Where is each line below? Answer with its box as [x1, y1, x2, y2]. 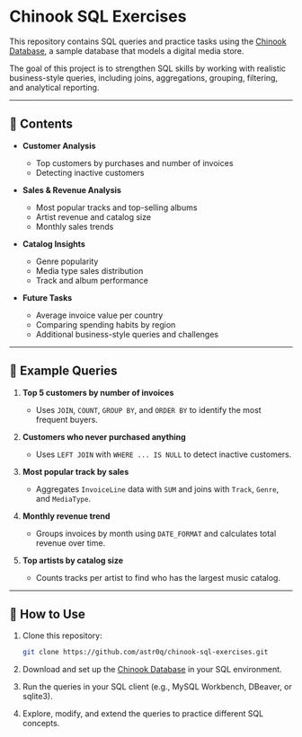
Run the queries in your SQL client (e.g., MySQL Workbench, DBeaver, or [22, 681, 292, 692]
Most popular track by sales [22, 466, 129, 477]
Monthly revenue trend [22, 510, 111, 522]
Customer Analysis [22, 140, 96, 151]
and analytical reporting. [9, 82, 100, 92]
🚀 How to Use [9, 606, 85, 621]
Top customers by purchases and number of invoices [35, 157, 234, 168]
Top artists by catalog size [22, 555, 124, 566]
